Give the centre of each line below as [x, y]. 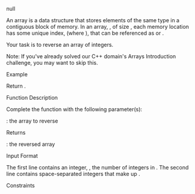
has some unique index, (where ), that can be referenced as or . [85, 33]
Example [17, 74]
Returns [16, 132]
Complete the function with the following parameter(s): [74, 109]
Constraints [20, 185]
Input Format [22, 156]
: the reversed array [31, 144]
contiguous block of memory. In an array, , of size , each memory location [98, 27]
